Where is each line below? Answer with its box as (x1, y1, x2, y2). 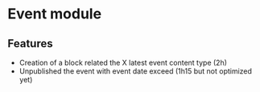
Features (7, 37, 53, 50)
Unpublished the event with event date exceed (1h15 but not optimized (19, 66, 253, 76)
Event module (7, 5, 102, 23)
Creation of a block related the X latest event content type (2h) (19, 58, 227, 67)
